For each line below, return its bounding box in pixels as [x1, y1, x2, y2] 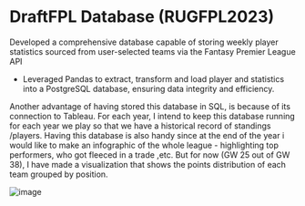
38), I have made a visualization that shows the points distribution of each [9, 159, 287, 170]
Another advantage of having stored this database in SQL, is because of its [9, 100, 291, 111]
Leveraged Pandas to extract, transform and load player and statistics [22, 73, 285, 84]
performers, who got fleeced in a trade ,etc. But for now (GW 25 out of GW [9, 149, 290, 160]
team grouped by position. [9, 169, 108, 180]
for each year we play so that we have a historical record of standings [9, 120, 271, 131]
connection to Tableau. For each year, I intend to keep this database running [9, 110, 296, 121]
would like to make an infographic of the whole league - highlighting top [9, 139, 280, 150]
